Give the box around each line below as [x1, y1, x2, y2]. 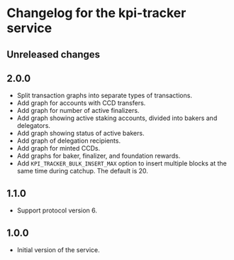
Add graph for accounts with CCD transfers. [16, 99, 146, 107]
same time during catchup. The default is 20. [16, 167, 148, 175]
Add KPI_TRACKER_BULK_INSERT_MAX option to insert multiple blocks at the [16, 159, 228, 168]
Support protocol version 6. [16, 206, 97, 215]
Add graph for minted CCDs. [16, 144, 101, 153]
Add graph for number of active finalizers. [16, 107, 140, 115]
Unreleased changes [6, 48, 101, 60]
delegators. [16, 121, 51, 130]
